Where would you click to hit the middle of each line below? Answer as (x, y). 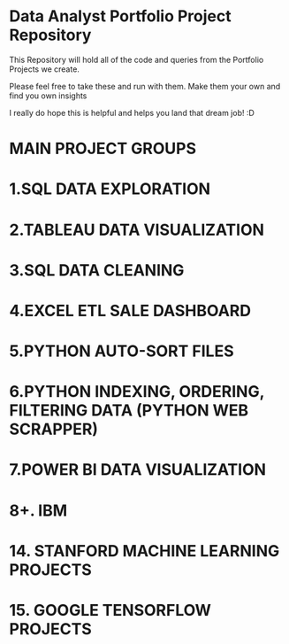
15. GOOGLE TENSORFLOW (110, 610)
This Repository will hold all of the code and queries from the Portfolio (137, 59)
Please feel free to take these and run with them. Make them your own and (145, 86)
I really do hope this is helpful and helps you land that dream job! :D (132, 113)
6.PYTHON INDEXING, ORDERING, (137, 392)
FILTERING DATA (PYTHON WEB (129, 411)
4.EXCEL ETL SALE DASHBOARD (130, 310)
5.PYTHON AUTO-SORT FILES (122, 351)
